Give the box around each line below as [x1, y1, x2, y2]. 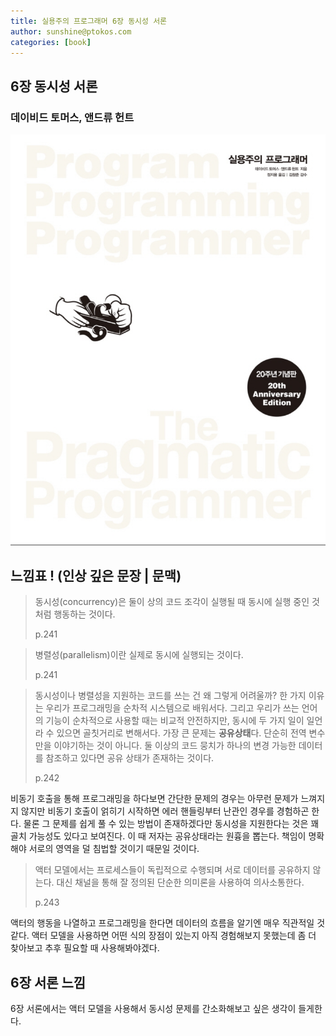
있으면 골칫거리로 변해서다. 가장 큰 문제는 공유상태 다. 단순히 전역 [56, 727, 307, 739]
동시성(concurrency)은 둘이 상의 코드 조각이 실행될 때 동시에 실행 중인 [34, 596, 310, 608]
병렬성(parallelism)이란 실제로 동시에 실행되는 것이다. [34, 649, 244, 661]
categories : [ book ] [10, 37, 92, 47]
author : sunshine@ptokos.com [10, 26, 132, 37]
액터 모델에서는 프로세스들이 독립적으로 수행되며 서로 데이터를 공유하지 [34, 864, 311, 876]
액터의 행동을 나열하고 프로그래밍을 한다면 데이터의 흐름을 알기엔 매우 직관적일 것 [10, 917, 326, 929]
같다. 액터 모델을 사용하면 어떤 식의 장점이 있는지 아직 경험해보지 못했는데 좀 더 [10, 930, 317, 942]
